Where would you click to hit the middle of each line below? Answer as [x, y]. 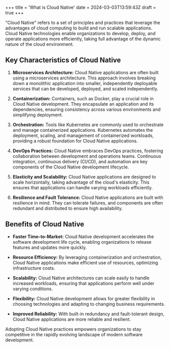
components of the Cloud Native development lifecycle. [71, 167]
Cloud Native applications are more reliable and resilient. [72, 319]
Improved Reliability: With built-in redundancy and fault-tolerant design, [88, 314]
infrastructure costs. [34, 268]
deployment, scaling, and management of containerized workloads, [83, 135]
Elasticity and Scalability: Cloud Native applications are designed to [84, 177]
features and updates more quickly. [50, 247]
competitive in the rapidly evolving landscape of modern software [74, 334]
